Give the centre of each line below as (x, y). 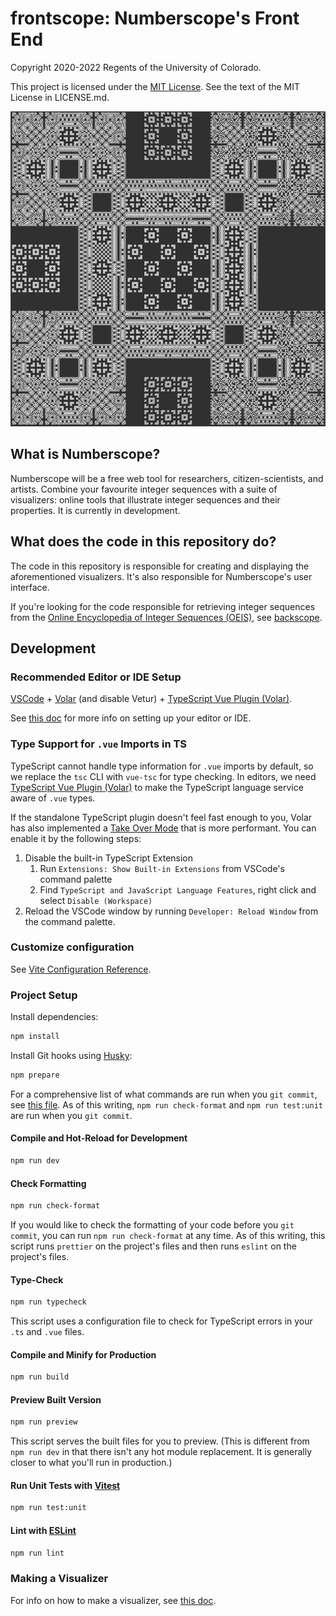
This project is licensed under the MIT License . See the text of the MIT (155, 86)
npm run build (40, 1377)
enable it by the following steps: (76, 838)
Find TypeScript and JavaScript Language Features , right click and (178, 889)
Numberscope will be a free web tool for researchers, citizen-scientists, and (167, 478)
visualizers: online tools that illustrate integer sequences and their (145, 499)
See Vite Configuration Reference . (81, 969)
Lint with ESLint (43, 1530)
